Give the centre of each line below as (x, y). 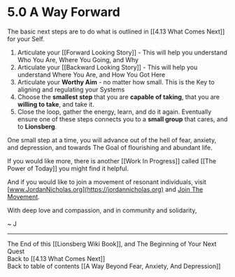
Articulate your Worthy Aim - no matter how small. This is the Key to (116, 82)
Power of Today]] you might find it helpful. (68, 168)
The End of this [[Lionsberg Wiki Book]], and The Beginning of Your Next (112, 244)
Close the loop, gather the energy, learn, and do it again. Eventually (114, 112)
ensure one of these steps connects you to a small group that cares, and (122, 119)
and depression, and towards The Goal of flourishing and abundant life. (110, 147)
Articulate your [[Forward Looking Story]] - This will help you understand (122, 52)
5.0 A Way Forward (64, 12)
